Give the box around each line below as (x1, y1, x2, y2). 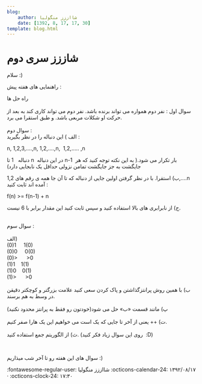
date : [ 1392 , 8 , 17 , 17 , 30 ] (17, 20, 91, 26)
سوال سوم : (7, 222, 35, 229)
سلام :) (7, 72, 23, 79)
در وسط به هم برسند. (7, 293, 55, 300)
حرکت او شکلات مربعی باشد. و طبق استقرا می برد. (7, 114, 123, 121)
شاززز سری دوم (7, 52, 79, 65)
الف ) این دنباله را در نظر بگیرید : (7, 133, 80, 140)
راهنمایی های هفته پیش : (7, 83, 62, 90)
